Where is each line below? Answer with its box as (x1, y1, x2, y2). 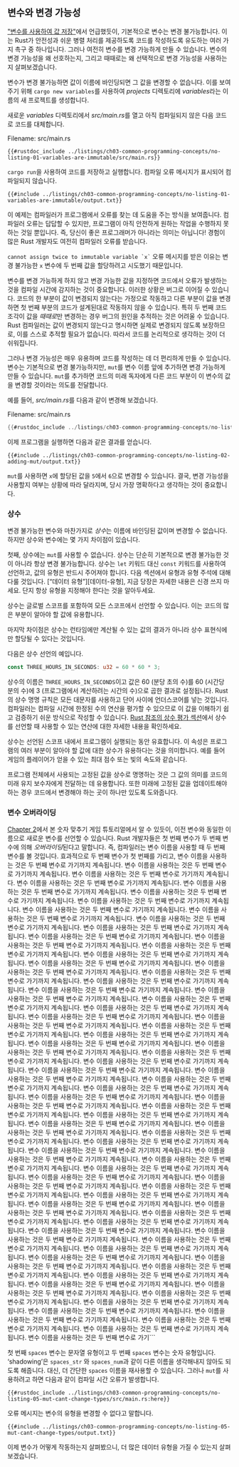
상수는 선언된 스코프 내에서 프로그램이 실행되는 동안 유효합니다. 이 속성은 (7, 737, 208, 745)
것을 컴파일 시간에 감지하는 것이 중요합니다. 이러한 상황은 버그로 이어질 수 (7, 285, 211, 294)
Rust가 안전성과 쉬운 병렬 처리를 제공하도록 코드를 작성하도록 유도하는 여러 (14, 36, 222, 44)
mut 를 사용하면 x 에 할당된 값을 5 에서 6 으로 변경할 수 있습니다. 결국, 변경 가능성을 (7, 471, 229, 480)
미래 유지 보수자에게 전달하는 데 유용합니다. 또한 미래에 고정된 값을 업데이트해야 (7, 779, 228, 787)
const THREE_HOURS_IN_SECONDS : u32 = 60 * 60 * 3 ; (7, 663, 161, 670)
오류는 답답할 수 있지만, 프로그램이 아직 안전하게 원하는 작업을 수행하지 (26, 219, 222, 228)
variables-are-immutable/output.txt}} (7, 197, 122, 204)
